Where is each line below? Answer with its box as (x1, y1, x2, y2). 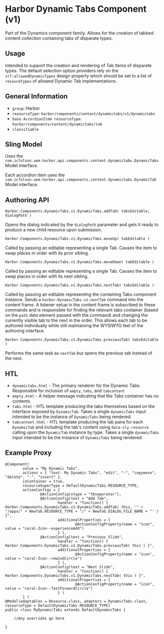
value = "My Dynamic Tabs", (23, 466, 80, 471)
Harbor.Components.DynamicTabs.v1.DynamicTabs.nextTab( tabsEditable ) (5, 283, 154, 288)
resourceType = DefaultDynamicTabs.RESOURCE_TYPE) (5, 603, 111, 608)
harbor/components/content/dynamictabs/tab (12, 121, 103, 127)
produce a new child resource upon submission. (5, 227, 102, 233)
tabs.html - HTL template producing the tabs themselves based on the (12, 403, 155, 409)
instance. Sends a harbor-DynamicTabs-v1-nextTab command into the (5, 297, 143, 303)
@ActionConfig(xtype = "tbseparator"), (40, 492, 121, 496)
